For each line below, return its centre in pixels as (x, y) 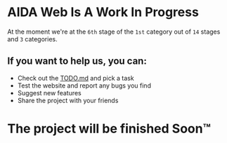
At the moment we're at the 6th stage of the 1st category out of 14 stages (114, 32)
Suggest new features (50, 93)
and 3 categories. (32, 39)
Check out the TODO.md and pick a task (76, 78)
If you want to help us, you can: (77, 61)
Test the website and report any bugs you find (84, 86)
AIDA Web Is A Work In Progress (103, 12)
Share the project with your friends (68, 100)
